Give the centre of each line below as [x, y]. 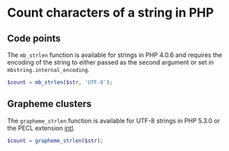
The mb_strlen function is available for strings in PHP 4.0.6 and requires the [115, 55]
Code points [34, 38]
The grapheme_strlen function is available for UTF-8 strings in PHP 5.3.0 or [113, 121]
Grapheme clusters [49, 104]
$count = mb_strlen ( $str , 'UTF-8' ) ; [60, 82]
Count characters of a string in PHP [111, 13]
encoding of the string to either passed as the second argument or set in [111, 62]
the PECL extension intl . [41, 128]
